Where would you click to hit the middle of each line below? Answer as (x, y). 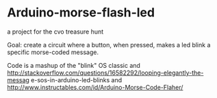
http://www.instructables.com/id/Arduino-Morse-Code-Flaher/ (95, 87)
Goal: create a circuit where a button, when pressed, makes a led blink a (109, 45)
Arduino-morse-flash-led (81, 13)
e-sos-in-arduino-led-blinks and (76, 79)
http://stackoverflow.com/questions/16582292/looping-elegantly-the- (105, 73)
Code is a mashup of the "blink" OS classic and (74, 65)
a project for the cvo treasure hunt (55, 32)
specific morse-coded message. (53, 52)
